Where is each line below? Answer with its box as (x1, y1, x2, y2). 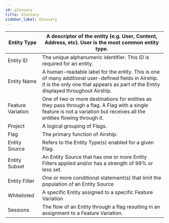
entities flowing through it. (42, 115, 104, 122)
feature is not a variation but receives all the (42, 108, 146, 115)
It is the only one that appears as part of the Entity (42, 81, 160, 88)
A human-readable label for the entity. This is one (42, 69, 160, 76)
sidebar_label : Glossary (5, 17, 57, 22)
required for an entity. (42, 60, 94, 67)
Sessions (8, 206, 29, 213)
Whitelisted (8, 192, 34, 199)
